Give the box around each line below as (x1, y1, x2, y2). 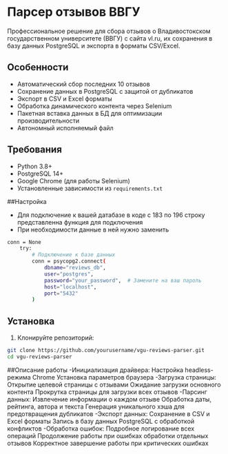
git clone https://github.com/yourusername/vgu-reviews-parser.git (7, 347, 205, 354)
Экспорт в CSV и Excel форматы (17, 94, 112, 103)
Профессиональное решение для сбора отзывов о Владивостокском (7, 27, 211, 35)
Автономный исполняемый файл (17, 123, 114, 132)
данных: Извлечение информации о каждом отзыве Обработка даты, (7, 395, 212, 403)
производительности (17, 116, 80, 125)
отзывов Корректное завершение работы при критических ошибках (7, 439, 209, 447)
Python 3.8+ (17, 162, 53, 170)
